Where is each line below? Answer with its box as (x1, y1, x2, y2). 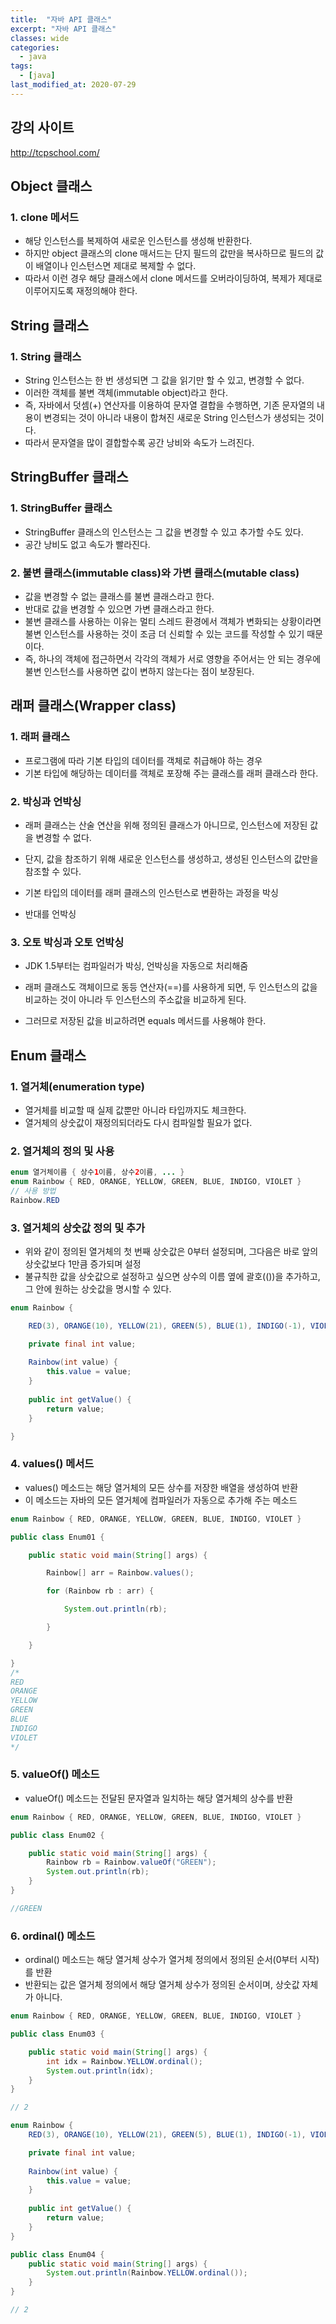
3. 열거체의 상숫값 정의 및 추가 (10, 1221, 146, 1235)
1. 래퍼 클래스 (10, 730, 71, 744)
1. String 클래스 (10, 349, 82, 363)
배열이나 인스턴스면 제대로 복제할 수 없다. (35, 260, 197, 272)
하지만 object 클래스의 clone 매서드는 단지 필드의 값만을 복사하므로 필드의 (24, 247, 314, 260)
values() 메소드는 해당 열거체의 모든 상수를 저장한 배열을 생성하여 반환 (24, 1481, 299, 1493)
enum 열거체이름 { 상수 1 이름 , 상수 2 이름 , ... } (10, 1167, 185, 1178)
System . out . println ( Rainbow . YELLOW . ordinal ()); (46, 2268, 248, 2278)
